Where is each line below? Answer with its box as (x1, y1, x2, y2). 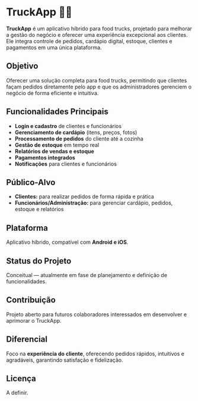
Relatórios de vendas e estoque (14, 148, 95, 155)
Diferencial (6, 335, 47, 345)
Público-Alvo (6, 177, 56, 187)
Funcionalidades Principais (6, 107, 108, 117)
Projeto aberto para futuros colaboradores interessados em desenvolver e (6, 311, 187, 318)
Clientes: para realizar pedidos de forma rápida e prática (14, 193, 154, 200)
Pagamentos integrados (14, 154, 75, 161)
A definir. (6, 389, 28, 396)
